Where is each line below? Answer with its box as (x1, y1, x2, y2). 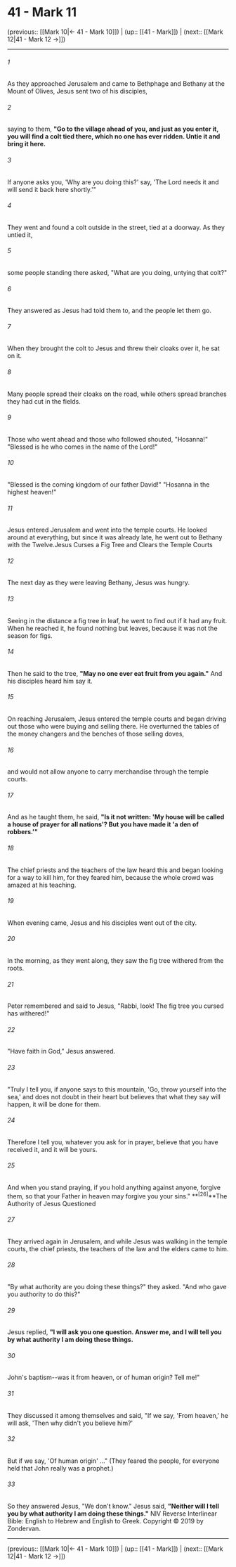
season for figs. (7, 631, 53, 640)
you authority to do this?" (7, 1290, 81, 1298)
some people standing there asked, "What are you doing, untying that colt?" (7, 268, 228, 276)
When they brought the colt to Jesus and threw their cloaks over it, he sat (7, 344, 220, 352)
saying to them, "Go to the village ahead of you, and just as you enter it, (7, 124, 219, 134)
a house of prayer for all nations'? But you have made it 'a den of (7, 820, 199, 829)
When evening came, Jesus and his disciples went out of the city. (7, 919, 197, 927)
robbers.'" (7, 828, 39, 836)
